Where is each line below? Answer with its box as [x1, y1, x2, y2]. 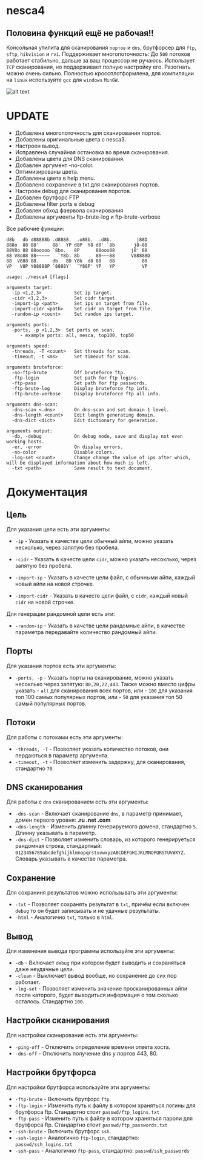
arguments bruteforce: [6, 364, 64, 370]
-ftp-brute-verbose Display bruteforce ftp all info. [12, 391, 162, 397]
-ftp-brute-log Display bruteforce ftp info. [12, 385, 150, 392]
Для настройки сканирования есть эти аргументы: [6, 1031, 139, 1039]
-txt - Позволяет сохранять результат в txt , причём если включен [15, 901, 190, 908]
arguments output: [6, 428, 53, 434]
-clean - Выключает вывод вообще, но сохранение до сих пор [15, 972, 177, 979]
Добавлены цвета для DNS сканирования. [15, 155, 125, 162]
